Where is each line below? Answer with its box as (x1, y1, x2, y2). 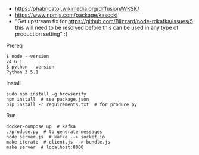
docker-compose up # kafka (6, 123, 76, 129)
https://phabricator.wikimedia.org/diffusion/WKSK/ (14, 5, 139, 12)
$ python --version (6, 64, 55, 70)
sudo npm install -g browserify (6, 91, 86, 97)
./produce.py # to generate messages (6, 129, 102, 135)
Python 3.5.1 (6, 69, 39, 75)
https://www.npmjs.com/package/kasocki (14, 11, 118, 18)
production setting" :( (14, 30, 67, 38)
